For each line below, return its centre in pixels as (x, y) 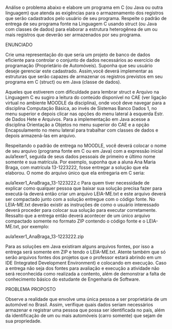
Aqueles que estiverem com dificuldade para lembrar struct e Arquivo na (82, 92)
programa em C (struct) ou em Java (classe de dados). (63, 82)
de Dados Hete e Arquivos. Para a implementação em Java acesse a (78, 119)
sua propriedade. (24, 321)
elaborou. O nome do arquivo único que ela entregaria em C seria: (75, 173)
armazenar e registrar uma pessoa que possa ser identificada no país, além (85, 310)
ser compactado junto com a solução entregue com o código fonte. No (80, 199)
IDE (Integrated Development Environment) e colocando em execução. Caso (86, 263)
